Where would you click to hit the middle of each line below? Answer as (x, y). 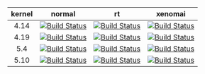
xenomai (171, 14)
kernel (22, 14)
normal (63, 14)
